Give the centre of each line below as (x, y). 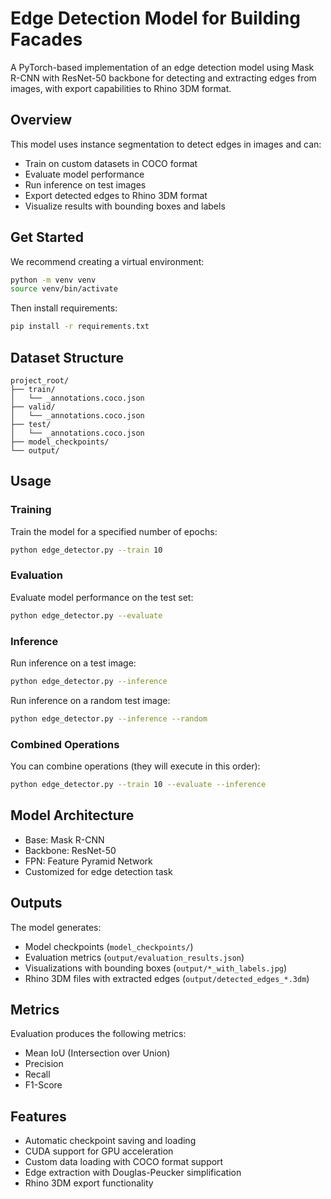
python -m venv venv (53, 280)
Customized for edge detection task (98, 871)
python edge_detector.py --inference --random (109, 718)
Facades (46, 39)
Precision (44, 1064)
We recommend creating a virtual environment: (107, 261)
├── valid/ (33, 407)
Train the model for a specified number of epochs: (114, 531)
